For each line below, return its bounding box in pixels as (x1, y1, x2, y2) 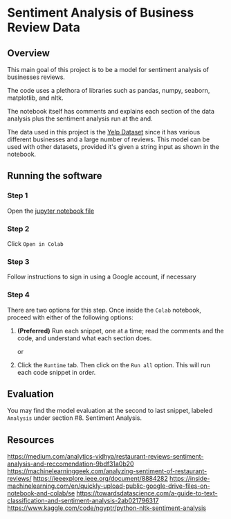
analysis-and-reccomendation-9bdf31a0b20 (7, 459, 134, 468)
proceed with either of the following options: (7, 313, 133, 322)
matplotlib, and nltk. (7, 94, 64, 102)
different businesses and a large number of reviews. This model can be (7, 135, 210, 143)
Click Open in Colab (7, 239, 64, 247)
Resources (7, 434, 55, 446)
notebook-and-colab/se (7, 489, 75, 498)
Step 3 (7, 256, 30, 266)
